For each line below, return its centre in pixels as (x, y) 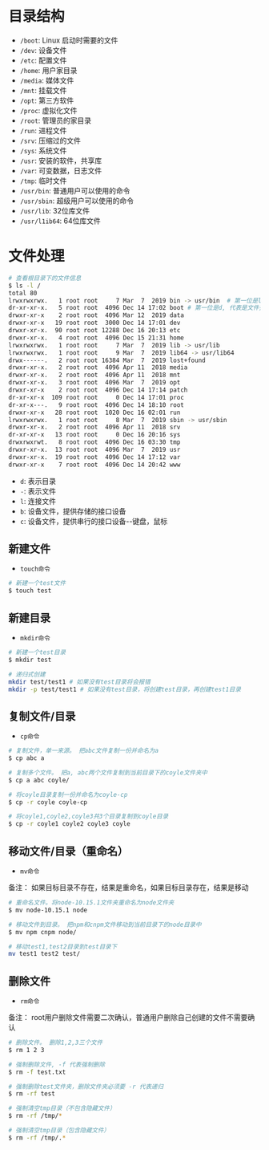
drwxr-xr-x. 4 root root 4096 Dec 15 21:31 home (96, 338)
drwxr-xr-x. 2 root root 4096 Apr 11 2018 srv (94, 427)
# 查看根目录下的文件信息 (45, 278)
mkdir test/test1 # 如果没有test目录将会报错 (79, 682)
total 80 (23, 293)
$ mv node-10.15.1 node (48, 910)
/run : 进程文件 (43, 130)
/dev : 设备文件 (43, 50)
